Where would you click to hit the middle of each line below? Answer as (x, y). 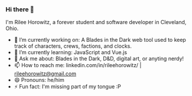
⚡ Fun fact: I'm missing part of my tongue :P (68, 87)
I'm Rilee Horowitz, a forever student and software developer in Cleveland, (96, 22)
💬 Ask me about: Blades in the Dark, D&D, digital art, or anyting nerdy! (99, 59)
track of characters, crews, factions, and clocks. (73, 46)
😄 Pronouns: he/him (39, 80)
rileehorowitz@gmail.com (45, 74)
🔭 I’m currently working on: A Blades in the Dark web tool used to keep (100, 40)
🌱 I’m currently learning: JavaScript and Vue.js (71, 52)
